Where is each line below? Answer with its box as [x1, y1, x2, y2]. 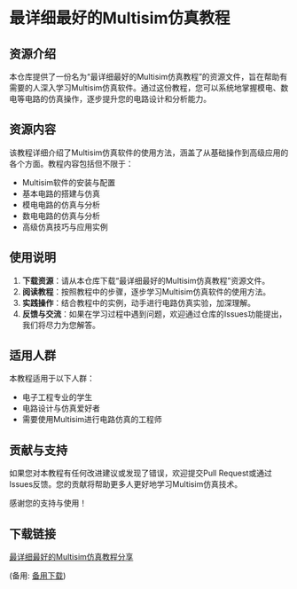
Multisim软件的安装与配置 [21, 177, 116, 187]
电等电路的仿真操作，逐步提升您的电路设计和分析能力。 [9, 94, 211, 104]
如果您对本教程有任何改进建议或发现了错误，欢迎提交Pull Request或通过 [9, 467, 272, 479]
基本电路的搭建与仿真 [21, 188, 100, 199]
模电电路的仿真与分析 [21, 199, 100, 209]
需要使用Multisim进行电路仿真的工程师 [21, 414, 162, 425]
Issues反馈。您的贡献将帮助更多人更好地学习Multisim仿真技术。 [9, 479, 242, 490]
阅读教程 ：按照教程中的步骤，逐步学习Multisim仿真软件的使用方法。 [21, 286, 271, 297]
